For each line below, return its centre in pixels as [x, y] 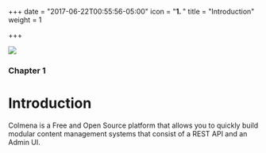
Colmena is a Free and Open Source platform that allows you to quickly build [133, 125]
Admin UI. [25, 142]
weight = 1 [25, 20]
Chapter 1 [27, 71]
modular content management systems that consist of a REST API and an [128, 133]
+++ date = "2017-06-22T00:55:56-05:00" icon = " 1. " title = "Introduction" [131, 11]
